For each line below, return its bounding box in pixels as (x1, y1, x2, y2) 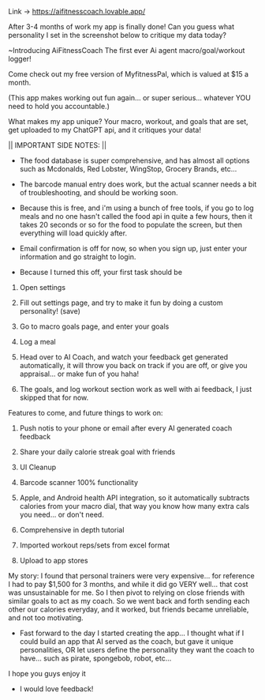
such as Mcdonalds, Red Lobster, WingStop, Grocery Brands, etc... (19, 164, 237, 173)
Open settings (19, 283, 65, 292)
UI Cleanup (19, 462, 57, 472)
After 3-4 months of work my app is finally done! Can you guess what (8, 22, 235, 31)
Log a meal (19, 337, 57, 346)
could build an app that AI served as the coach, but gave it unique (19, 637, 234, 646)
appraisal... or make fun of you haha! (19, 369, 140, 378)
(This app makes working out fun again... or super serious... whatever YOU (8, 93, 251, 102)
